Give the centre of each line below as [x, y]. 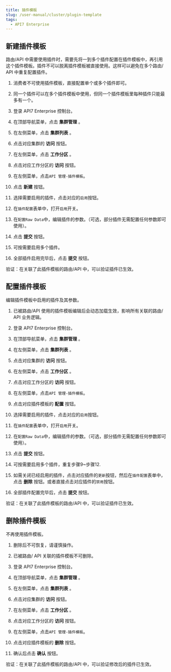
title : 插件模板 [21, 10]
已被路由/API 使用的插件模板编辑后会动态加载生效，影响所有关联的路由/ [88, 311]
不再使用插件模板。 [26, 534]
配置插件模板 [26, 287]
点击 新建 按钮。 [30, 187]
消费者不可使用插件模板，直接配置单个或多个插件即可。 [71, 83]
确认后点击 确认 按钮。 [37, 653]
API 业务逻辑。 [29, 317]
